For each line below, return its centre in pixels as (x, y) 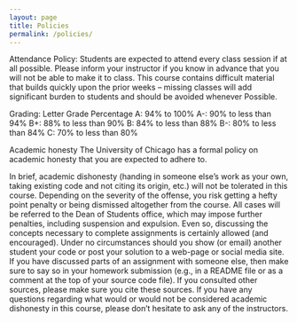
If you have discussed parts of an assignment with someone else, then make (149, 262)
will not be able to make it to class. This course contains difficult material (142, 78)
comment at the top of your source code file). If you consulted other (133, 280)
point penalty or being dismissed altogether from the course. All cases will (145, 205)
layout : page (33, 17)
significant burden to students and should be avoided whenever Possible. (143, 97)
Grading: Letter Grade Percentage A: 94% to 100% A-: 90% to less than (141, 114)
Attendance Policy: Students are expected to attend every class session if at (148, 59)
